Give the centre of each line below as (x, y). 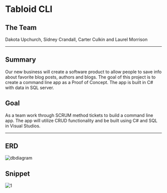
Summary (21, 60)
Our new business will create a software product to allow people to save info (83, 72)
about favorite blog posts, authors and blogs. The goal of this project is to (80, 77)
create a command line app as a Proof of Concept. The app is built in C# (79, 82)
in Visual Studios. (23, 126)
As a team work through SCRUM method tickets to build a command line (79, 115)
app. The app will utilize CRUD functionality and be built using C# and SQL (81, 120)
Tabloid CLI (29, 9)
